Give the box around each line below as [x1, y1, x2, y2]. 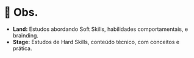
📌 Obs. [4, 5, 38, 19]
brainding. [12, 31, 39, 39]
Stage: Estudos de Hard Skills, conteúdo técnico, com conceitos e [12, 38, 179, 45]
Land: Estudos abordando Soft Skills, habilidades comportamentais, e [12, 25, 189, 33]
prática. [12, 45, 32, 52]
